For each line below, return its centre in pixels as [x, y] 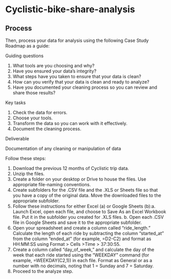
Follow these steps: [26, 158]
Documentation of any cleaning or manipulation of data [63, 148]
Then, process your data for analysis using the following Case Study [77, 40]
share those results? [34, 93]
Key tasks [16, 103]
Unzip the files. [29, 174]
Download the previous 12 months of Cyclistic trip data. [71, 168]
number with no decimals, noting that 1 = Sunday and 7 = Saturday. [83, 266]
